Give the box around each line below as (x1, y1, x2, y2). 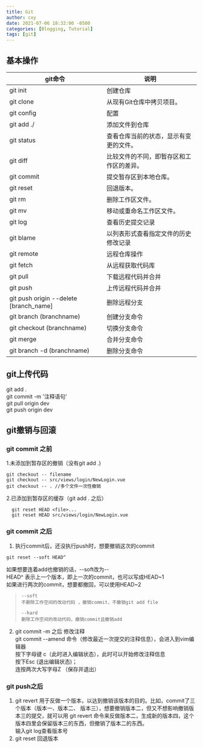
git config (9, 108, 37, 117)
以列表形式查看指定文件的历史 (106, 229, 192, 238)
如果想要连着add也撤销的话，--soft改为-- (6, 565, 109, 572)
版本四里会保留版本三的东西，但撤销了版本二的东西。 (14, 720, 148, 727)
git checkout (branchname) (9, 323, 87, 332)
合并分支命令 (106, 335, 143, 344)
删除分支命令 (106, 346, 143, 355)
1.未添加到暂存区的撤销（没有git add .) (6, 459, 101, 467)
